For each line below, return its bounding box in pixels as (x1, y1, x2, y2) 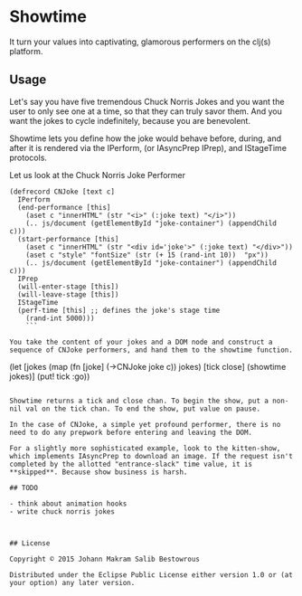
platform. (9, 45, 43, 56)
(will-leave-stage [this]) (17, 289, 119, 299)
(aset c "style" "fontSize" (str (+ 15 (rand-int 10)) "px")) (25, 251, 269, 260)
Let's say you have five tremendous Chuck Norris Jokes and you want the (9, 96, 285, 107)
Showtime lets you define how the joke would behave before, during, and (9, 133, 282, 144)
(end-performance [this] (17, 203, 111, 212)
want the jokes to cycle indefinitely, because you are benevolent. (9, 115, 251, 126)
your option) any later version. (9, 578, 136, 587)
